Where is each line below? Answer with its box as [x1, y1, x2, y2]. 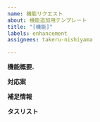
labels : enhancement [7, 29, 68, 37]
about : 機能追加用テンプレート [7, 17, 87, 24]
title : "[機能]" [7, 23, 53, 30]
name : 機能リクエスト [7, 10, 63, 18]
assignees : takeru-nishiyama [7, 36, 93, 43]
